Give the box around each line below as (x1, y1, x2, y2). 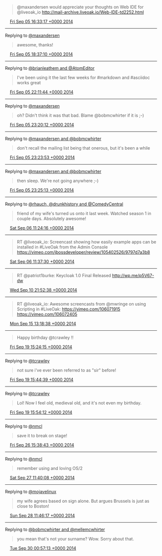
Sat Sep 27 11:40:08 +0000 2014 (9, 475, 75, 480)
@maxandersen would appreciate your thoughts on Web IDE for (16, 4, 144, 10)
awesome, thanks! (16, 42, 54, 47)
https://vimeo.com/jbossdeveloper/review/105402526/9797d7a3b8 (16, 249, 150, 255)
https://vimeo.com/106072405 (16, 311, 78, 317)
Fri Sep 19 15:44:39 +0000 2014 (9, 377, 74, 382)
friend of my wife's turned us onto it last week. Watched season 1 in (16, 211, 151, 216)
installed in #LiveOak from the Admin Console (16, 244, 108, 250)
